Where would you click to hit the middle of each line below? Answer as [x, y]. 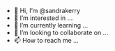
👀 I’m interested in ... [43, 18]
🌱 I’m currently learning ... [51, 25]
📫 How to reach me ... [46, 40]
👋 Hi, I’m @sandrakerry [47, 11]
